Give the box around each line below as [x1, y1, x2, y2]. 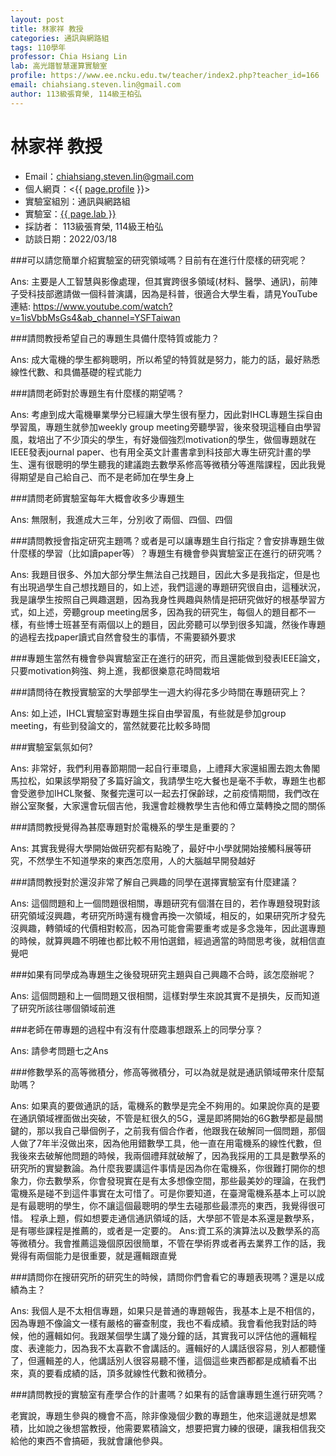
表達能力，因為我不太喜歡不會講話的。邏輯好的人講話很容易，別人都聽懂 [27, 1342, 326, 1354]
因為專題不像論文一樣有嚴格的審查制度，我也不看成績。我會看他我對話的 [10, 1317, 308, 1329]
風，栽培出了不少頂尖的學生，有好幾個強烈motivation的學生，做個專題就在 [10, 433, 317, 445]
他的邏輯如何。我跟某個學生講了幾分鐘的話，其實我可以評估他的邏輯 [27, 1329, 308, 1341]
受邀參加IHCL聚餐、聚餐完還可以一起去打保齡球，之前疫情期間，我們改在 [18, 787, 320, 799]
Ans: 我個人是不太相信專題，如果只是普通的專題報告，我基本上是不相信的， [10, 1304, 321, 1316]
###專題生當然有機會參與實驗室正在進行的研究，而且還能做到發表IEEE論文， [10, 652, 326, 664]
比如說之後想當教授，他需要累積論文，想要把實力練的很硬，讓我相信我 [27, 1422, 317, 1434]
